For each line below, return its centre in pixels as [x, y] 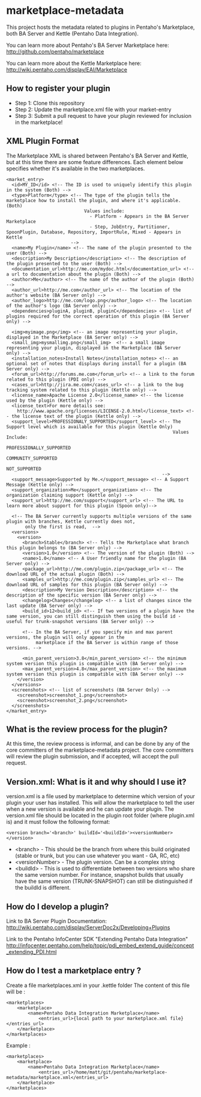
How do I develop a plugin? [58, 907]
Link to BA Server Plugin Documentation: [56, 921]
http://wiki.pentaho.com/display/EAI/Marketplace [67, 69]
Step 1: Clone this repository [50, 103]
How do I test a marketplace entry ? [74, 971]
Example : [19, 1045]
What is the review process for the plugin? [87, 729]
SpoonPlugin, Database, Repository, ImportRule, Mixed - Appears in [94, 232]
